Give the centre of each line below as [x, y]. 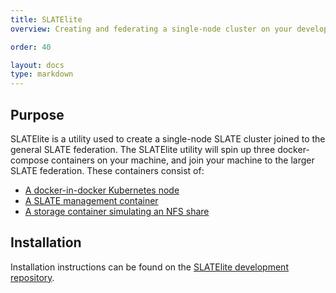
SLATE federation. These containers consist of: [107, 170]
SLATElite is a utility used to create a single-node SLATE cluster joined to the [168, 138]
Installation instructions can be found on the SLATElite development [149, 267]
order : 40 [31, 47]
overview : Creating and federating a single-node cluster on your [151, 29]
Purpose [37, 114]
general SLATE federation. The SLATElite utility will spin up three [143, 149]
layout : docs [37, 65]
